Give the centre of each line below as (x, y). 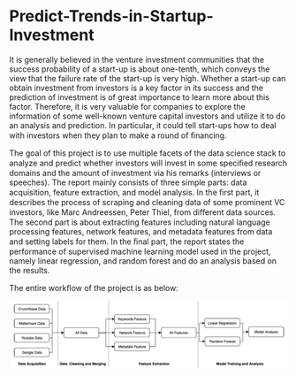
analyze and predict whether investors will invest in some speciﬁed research (148, 163)
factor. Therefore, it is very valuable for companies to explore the (127, 106)
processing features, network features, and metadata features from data (141, 231)
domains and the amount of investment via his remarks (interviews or (135, 173)
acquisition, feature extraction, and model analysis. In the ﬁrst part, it (134, 192)
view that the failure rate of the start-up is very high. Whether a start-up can (148, 78)
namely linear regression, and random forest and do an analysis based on (143, 261)
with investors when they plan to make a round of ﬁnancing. (118, 135)
